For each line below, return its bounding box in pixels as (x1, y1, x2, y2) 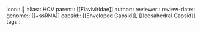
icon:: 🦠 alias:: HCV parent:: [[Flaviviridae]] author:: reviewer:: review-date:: (6, 6, 196, 13)
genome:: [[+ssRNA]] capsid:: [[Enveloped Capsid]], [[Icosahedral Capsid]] (6, 12, 196, 19)
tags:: (6, 18, 21, 25)
